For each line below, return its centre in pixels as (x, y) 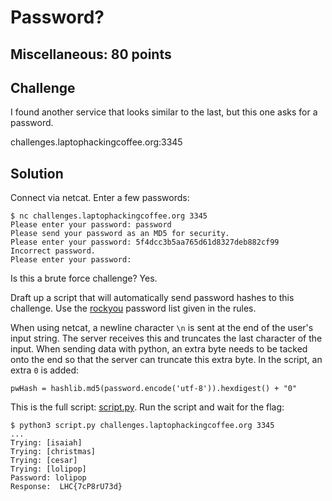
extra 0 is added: (45, 370)
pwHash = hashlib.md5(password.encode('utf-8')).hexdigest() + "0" (154, 389)
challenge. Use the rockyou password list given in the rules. (133, 308)
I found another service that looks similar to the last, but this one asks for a (164, 112)
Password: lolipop (48, 478)
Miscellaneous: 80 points (91, 54)
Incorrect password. (53, 251)
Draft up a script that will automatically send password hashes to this (152, 298)
